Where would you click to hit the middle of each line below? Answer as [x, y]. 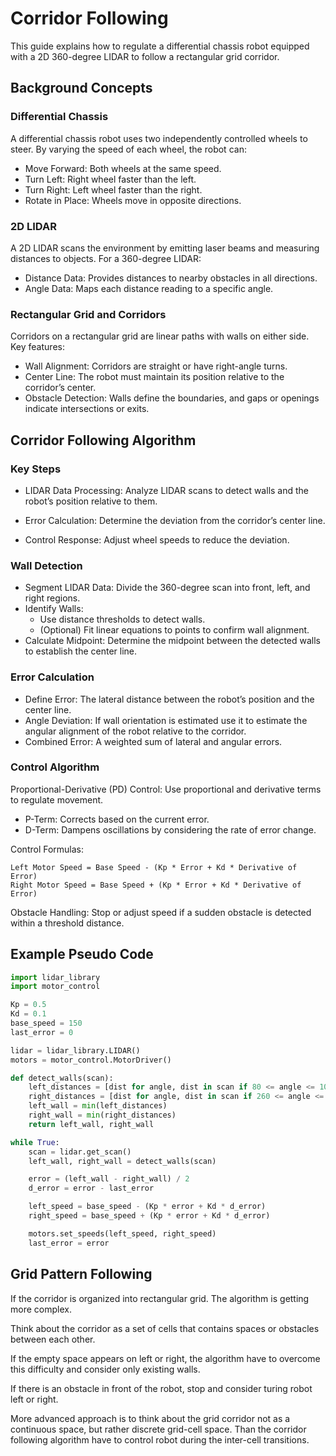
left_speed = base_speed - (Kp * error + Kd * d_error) [147, 1207]
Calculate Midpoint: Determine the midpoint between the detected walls [173, 641]
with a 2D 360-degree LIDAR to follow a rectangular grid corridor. [145, 56]
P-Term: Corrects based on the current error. [117, 819]
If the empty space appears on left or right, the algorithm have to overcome [165, 1358]
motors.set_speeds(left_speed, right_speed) [122, 1233]
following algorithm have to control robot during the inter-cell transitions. [160, 1439]
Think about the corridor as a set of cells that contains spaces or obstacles [165, 1328]
